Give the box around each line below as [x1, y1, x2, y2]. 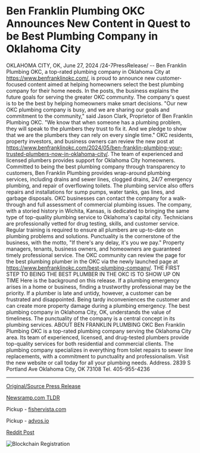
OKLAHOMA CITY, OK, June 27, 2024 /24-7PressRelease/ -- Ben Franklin [6, 61, 187, 69]
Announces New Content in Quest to [6, 17, 190, 30]
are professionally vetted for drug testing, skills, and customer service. [6, 220, 180, 227]
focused [6, 80, 27, 88]
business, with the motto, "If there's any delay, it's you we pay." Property [6, 239, 185, 246]
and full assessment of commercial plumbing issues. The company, [26, 201, 192, 208]
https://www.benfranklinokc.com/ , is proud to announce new [6, 74, 155, 82]
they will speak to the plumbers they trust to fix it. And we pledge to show [6, 125, 187, 132]
